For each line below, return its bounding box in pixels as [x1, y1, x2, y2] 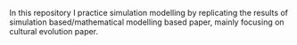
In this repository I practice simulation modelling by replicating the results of [9, 8, 288, 18]
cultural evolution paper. [9, 26, 99, 36]
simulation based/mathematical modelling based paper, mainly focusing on [9, 17, 285, 27]
